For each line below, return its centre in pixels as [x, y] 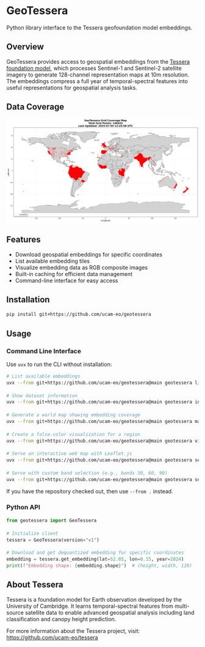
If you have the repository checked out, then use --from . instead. [90, 491]
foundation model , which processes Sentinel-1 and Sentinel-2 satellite [94, 68]
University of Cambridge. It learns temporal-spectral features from [90, 606]
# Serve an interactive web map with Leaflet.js [69, 454]
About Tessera [35, 585]
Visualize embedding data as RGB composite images [81, 267]
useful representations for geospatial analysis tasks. [72, 88]
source [15, 612]
